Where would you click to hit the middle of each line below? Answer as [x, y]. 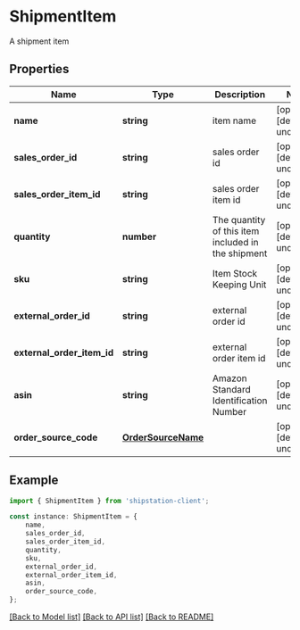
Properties [39, 69]
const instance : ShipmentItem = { [74, 517]
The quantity [239, 220]
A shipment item [39, 41]
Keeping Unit [240, 285]
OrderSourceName [163, 437]
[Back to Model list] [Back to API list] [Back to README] [112, 617]
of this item [236, 231]
